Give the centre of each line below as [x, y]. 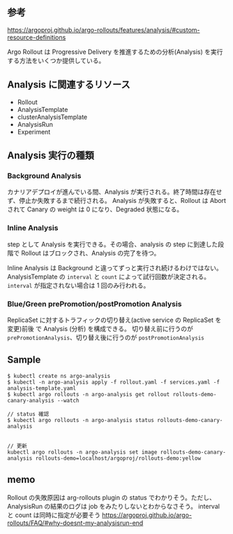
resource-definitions [37, 37]
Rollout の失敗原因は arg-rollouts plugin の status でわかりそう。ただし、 [112, 497]
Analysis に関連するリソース [69, 85]
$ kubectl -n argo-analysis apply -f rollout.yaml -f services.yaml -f [113, 382]
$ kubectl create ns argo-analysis [59, 376]
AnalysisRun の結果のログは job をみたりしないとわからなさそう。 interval [113, 506]
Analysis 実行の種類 [51, 156]
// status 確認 [28, 414]
